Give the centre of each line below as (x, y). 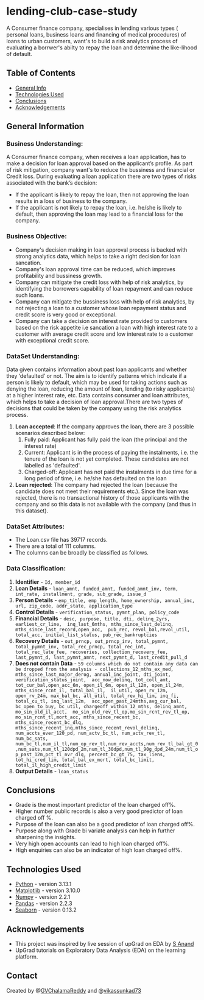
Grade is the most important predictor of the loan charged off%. (95, 805)
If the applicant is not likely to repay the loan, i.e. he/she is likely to (98, 208)
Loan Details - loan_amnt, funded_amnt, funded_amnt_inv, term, (97, 588)
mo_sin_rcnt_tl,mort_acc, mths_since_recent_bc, (78, 717)
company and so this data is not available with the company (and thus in (106, 505)
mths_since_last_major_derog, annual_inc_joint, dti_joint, (93, 675)
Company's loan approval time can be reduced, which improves (95, 269)
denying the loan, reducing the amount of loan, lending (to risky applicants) (101, 389)
